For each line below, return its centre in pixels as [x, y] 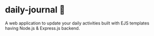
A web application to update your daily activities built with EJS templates [77, 23]
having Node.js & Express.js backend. [42, 28]
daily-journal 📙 [35, 10]
